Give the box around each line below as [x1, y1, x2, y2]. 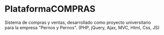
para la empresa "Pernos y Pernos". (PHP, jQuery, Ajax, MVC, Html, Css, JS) [4, 24, 160, 30]
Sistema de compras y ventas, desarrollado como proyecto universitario [4, 19, 151, 25]
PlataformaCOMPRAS [4, 3, 96, 15]
